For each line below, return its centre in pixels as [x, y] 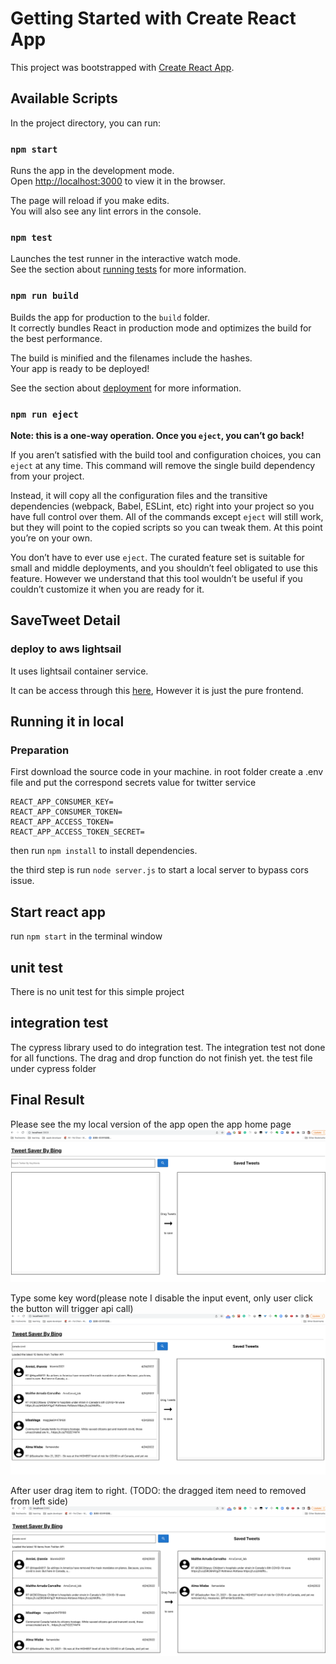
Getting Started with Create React [153, 18]
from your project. [47, 476]
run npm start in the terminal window [86, 936]
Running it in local [67, 722]
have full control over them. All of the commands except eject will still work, [167, 516]
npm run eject [44, 414]
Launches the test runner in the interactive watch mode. [126, 259]
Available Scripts [64, 98]
